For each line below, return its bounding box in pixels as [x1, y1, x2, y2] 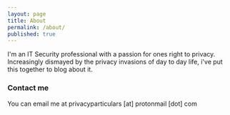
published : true [7, 30, 56, 38]
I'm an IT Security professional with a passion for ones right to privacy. [7, 50, 216, 59]
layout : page [7, 10, 46, 18]
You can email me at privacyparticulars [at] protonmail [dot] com [7, 99, 198, 108]
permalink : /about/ [7, 24, 66, 31]
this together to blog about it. [7, 65, 93, 74]
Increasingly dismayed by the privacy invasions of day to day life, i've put [7, 58, 223, 66]
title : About [7, 17, 46, 24]
